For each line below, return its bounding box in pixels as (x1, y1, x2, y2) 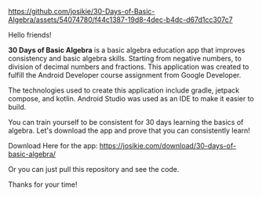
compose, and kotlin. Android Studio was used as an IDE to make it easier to (8, 94, 255, 103)
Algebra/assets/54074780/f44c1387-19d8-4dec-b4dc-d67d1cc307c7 (8, 15, 233, 24)
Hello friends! (8, 31, 53, 39)
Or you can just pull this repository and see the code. (8, 165, 180, 173)
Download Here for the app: (8, 141, 98, 150)
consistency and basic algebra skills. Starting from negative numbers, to (8, 54, 242, 63)
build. (8, 102, 27, 111)
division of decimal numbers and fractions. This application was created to (8, 62, 249, 71)
